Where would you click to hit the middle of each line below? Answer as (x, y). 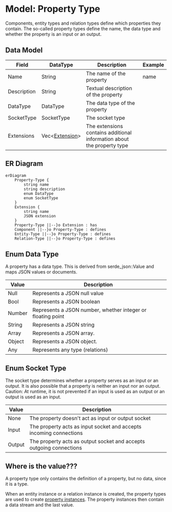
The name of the (106, 74)
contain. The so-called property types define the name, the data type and (83, 28)
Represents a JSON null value (68, 294)
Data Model (24, 50)
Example (153, 65)
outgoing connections (56, 448)
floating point (48, 317)
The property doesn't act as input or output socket (90, 418)
